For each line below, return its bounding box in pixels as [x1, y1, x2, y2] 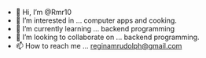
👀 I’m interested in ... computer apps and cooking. [15, 16, 177, 25]
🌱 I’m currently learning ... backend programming [15, 24, 175, 33]
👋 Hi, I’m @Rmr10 [15, 8, 72, 16]
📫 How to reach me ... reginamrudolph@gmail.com [15, 42, 182, 50]
